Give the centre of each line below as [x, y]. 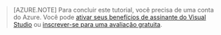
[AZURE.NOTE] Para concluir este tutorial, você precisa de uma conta [113, 10]
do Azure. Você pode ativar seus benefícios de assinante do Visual [109, 17]
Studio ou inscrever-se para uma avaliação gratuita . [87, 24]
